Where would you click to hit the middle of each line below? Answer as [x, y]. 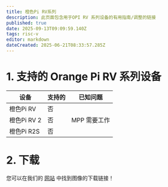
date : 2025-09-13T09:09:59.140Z [46, 28]
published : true [26, 23]
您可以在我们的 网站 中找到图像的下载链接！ [60, 178]
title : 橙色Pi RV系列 [31, 12]
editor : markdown [28, 40]
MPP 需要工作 [91, 120]
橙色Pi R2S [25, 131]
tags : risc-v [22, 34]
